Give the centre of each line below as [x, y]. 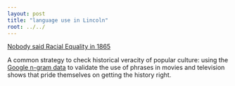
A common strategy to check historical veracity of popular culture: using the [118, 60]
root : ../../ [26, 27]
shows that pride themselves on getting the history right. [89, 75]
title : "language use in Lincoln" [58, 20]
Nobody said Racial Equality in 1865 [59, 47]
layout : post [26, 14]
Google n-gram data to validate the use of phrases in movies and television [116, 68]
